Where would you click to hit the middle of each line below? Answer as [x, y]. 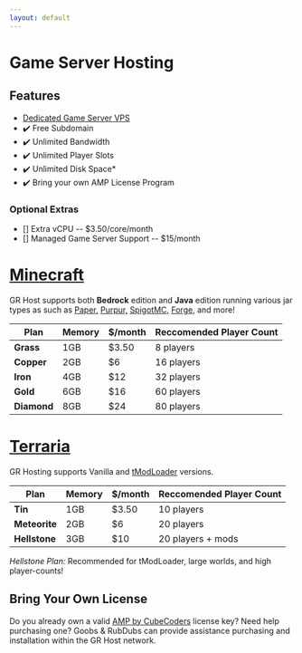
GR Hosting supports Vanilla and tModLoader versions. [112, 471]
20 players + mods [198, 538]
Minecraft [47, 275]
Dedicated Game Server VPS [76, 118]
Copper [30, 361]
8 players [175, 347]
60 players [178, 391]
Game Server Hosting [92, 62]
